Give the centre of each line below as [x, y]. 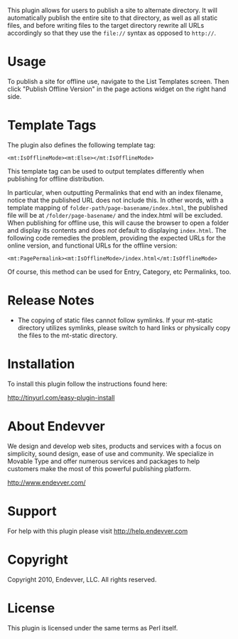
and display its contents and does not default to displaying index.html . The [117, 230]
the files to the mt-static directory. [67, 335]
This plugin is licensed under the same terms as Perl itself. [93, 628]
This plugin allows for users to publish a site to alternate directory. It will [113, 10]
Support [32, 511]
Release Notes [51, 301]
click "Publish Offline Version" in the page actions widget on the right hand [117, 89]
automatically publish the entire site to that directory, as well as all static [113, 18]
